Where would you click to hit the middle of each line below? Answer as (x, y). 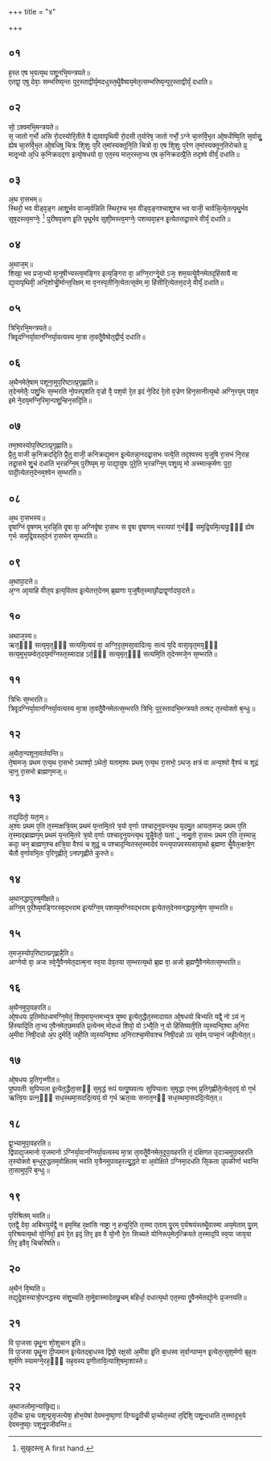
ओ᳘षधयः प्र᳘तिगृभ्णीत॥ (34, 1079)
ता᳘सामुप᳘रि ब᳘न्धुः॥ (29, 1171)
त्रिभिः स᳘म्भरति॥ (28, 699)
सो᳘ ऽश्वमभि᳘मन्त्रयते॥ (33, 127)
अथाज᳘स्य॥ (23, 636)
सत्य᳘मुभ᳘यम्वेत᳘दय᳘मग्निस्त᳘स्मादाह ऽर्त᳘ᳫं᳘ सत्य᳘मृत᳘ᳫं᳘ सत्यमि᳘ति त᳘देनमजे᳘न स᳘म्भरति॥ (113, 653)
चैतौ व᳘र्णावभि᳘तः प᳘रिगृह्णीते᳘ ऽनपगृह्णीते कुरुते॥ (61, 854)
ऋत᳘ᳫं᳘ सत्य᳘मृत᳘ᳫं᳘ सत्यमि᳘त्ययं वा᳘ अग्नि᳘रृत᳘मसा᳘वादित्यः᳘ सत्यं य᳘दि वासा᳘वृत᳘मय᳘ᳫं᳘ (113, 645)
